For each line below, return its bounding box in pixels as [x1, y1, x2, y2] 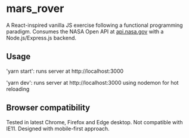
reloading [6, 85, 30, 93]
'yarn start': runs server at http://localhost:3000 [6, 68, 124, 75]
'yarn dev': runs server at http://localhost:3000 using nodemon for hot [6, 79, 179, 86]
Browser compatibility [6, 103, 91, 113]
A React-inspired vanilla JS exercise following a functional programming [6, 22, 183, 29]
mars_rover [6, 2, 64, 16]
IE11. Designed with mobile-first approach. [6, 125, 110, 132]
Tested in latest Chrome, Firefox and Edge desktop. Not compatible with [6, 118, 183, 125]
